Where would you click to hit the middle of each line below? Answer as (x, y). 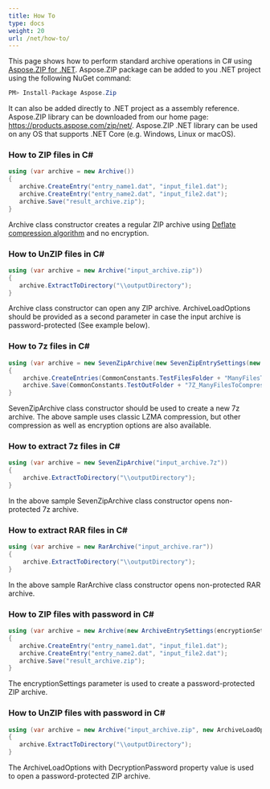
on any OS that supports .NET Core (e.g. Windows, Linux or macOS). (122, 134)
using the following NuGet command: (70, 78)
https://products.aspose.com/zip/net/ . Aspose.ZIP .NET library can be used (133, 126)
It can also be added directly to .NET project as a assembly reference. (124, 109)
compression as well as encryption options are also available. (110, 425)
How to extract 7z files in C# (64, 446)
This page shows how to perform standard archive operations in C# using (130, 61)
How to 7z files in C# (49, 346)
